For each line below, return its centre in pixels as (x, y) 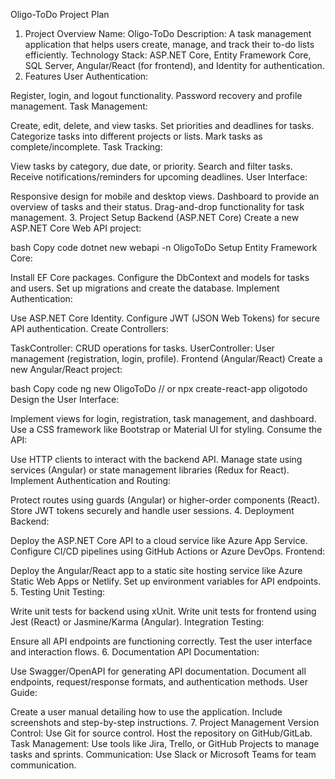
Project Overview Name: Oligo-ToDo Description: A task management (168, 33)
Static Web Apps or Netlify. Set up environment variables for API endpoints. (166, 581)
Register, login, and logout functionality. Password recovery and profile (156, 95)
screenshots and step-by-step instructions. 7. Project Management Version (165, 722)
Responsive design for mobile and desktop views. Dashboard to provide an (165, 196)
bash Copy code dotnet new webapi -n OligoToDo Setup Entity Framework (164, 247)
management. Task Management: (79, 106)
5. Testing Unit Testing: (58, 592)
